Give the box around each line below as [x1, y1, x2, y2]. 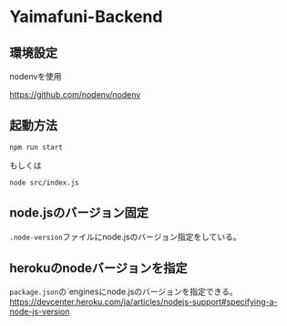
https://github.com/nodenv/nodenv [9, 89, 141, 100]
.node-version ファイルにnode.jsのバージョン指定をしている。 [9, 231, 241, 242]
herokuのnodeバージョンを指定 [9, 260, 189, 276]
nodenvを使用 [9, 71, 62, 81]
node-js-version [9, 306, 70, 317]
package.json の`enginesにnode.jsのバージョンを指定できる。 [9, 286, 239, 298]
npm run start [9, 142, 64, 152]
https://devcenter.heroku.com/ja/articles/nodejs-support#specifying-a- [9, 297, 278, 308]
